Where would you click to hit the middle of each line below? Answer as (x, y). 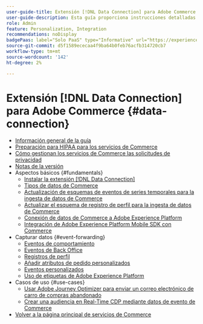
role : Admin (21, 23)
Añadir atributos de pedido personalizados (77, 263)
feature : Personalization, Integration (56, 29)
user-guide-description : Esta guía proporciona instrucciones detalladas (101, 18)
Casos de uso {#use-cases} (50, 282)
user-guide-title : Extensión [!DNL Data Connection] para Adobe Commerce (101, 12)
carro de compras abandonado (63, 295)
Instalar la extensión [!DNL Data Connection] (79, 179)
